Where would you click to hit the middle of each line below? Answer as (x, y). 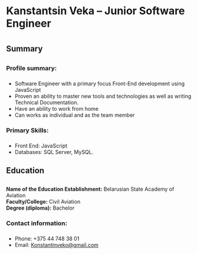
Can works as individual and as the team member (75, 115)
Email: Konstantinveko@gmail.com (57, 245)
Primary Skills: (27, 130)
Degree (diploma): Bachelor (40, 208)
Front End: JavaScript (41, 146)
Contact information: (37, 223)
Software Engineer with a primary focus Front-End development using (99, 83)
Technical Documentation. (46, 102)
